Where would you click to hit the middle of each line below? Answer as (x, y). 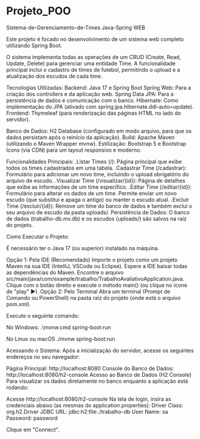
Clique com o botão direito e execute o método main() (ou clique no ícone (97, 285)
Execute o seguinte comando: (43, 315)
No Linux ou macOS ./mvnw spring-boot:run (61, 339)
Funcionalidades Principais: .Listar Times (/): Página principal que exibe (94, 161)
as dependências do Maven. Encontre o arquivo (65, 272)
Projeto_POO (39, 11)
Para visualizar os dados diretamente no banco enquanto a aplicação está (97, 381)
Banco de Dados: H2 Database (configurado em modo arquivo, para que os (99, 131)
